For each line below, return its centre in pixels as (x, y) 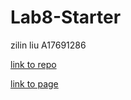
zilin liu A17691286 (48, 45)
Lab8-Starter (66, 17)
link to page (34, 83)
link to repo (33, 64)
